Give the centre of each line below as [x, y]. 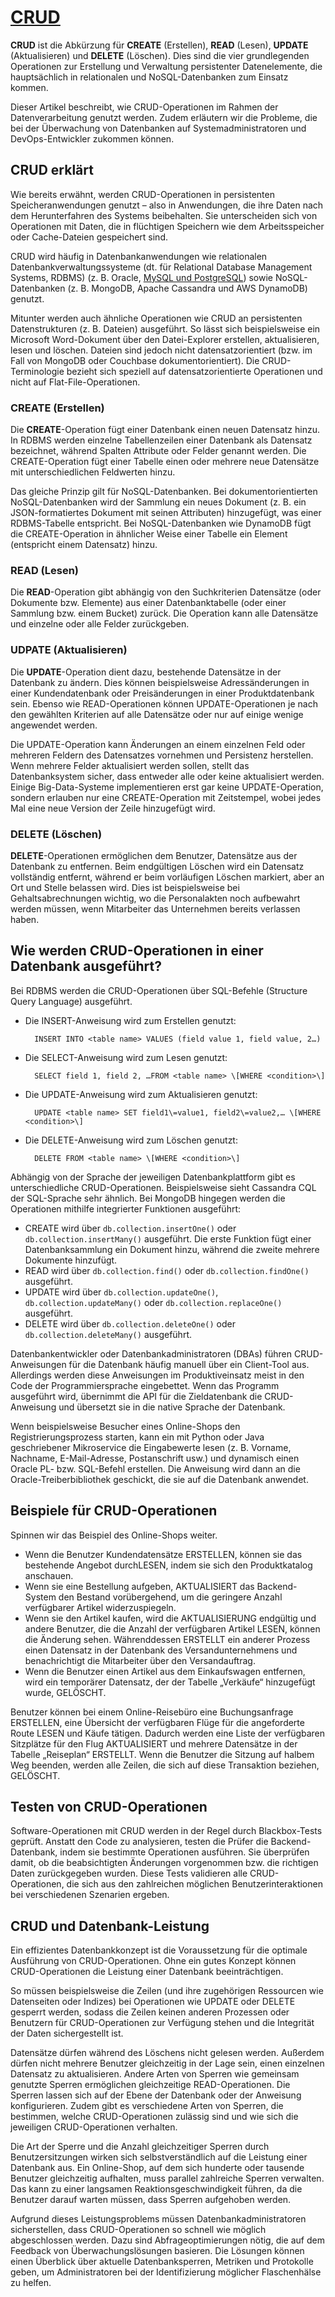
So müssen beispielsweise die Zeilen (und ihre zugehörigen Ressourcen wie [167, 1991]
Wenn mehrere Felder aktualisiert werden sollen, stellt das [130, 765]
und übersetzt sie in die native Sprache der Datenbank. [172, 1407]
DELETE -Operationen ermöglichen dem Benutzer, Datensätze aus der [154, 855]
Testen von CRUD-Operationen [109, 1806]
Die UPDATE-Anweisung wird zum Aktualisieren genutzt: [141, 1094]
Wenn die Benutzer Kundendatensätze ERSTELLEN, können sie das [163, 1554]
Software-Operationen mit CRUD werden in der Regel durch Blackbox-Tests [166, 1831]
